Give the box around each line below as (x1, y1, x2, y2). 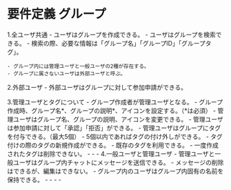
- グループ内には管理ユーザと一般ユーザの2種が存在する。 (7, 63, 150, 70)
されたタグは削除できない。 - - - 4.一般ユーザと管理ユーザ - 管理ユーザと (7, 149, 215, 158)
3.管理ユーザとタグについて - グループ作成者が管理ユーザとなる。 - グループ (7, 97, 223, 106)
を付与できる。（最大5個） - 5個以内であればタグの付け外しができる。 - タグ (7, 132, 223, 140)
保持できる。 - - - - (7, 175, 62, 184)
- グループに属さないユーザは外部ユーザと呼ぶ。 (7, 70, 126, 77)
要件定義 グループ (7, 6, 106, 22)
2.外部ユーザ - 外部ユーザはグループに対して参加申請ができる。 (7, 83, 188, 91)
